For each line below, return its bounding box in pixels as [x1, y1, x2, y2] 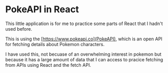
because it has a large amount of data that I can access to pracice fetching [5, 56, 163, 62]
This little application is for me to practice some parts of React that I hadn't [5, 20, 163, 27]
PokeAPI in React [5, 4, 79, 15]
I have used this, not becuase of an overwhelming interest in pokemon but [5, 51, 162, 57]
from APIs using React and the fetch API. [5, 62, 91, 68]
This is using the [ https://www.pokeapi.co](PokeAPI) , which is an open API [5, 36, 163, 42]
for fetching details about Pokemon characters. [5, 41, 105, 47]
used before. [5, 26, 32, 32]
